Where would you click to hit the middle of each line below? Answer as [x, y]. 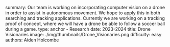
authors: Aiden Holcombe [32, 40]
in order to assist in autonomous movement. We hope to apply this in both [83, 13]
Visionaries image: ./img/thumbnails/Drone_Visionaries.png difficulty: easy [83, 34]
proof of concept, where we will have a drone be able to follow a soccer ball [85, 24]
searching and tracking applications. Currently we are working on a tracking [85, 18]
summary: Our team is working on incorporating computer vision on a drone [85, 7]
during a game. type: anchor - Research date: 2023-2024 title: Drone [78, 29]
